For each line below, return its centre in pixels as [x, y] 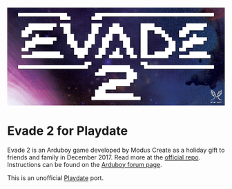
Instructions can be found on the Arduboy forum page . [85, 164]
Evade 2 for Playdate [68, 131]
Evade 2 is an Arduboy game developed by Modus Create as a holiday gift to [116, 150]
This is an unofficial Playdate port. [56, 178]
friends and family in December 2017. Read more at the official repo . [104, 157]
